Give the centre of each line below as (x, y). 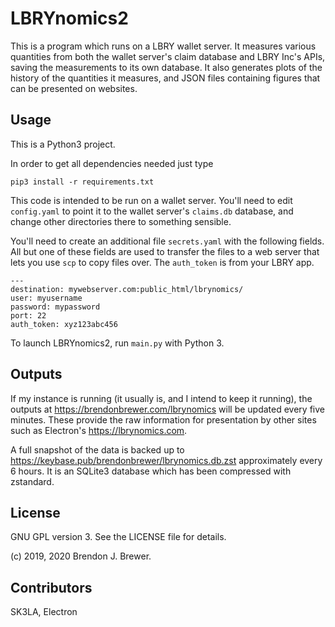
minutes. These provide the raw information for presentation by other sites (163, 419)
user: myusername (46, 298)
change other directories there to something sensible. (121, 221)
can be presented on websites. (74, 88)
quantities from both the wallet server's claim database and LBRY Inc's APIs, (168, 56)
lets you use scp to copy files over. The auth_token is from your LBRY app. (162, 262)
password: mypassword (55, 307)
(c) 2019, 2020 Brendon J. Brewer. (81, 556)
